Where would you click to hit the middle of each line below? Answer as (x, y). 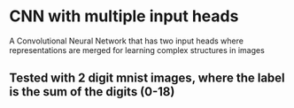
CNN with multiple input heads (124, 16)
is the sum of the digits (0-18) (92, 92)
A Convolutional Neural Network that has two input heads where (126, 41)
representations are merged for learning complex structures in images (137, 50)
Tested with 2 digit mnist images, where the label (147, 78)
